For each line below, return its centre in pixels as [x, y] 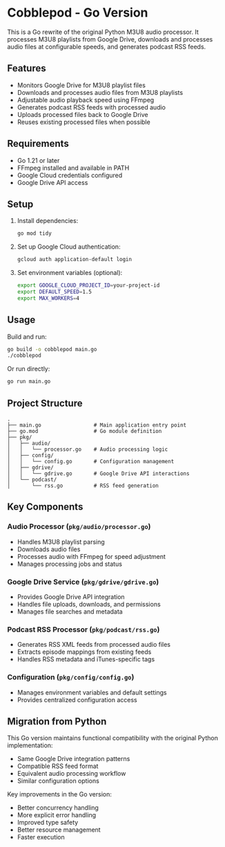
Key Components [45, 507]
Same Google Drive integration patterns [74, 759]
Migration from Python [57, 721]
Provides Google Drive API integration [71, 596]
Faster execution [41, 837]
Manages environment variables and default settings [92, 692]
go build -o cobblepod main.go [52, 349]
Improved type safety [48, 823]
